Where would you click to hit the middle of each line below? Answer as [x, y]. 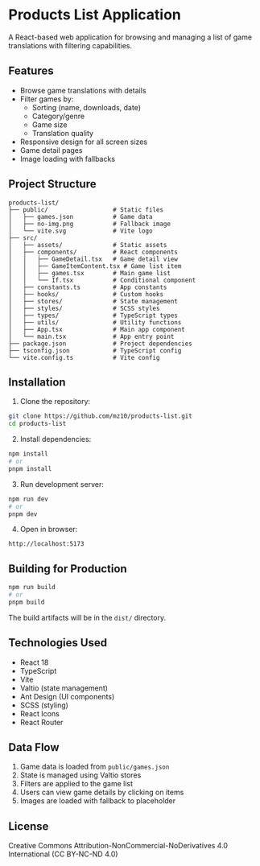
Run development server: [62, 484]
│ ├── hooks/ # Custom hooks [86, 294]
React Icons [40, 713]
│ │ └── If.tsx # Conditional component [102, 280]
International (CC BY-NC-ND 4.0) [63, 854]
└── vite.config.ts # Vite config [84, 357]
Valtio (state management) [64, 688]
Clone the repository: [55, 402]
